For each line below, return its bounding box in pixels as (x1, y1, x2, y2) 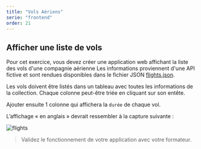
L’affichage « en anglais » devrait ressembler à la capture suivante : (6, 113, 174, 120)
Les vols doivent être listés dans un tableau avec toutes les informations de (6, 83, 193, 90)
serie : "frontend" (6, 14, 53, 21)
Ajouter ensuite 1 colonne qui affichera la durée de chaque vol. (6, 101, 161, 109)
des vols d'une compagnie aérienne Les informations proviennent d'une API (6, 65, 195, 72)
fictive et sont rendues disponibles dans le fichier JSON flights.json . (6, 71, 175, 78)
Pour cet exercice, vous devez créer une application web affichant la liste (6, 59, 189, 66)
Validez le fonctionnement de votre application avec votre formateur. (21, 136, 192, 144)
